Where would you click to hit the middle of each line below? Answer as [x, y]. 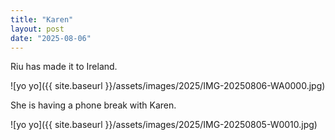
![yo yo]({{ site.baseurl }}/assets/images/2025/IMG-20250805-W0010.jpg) [164, 125]
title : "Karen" [42, 19]
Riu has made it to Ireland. [64, 67]
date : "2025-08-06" [51, 38]
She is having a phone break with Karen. [93, 105]
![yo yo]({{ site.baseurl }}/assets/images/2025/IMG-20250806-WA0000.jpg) [168, 86]
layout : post [37, 29]
